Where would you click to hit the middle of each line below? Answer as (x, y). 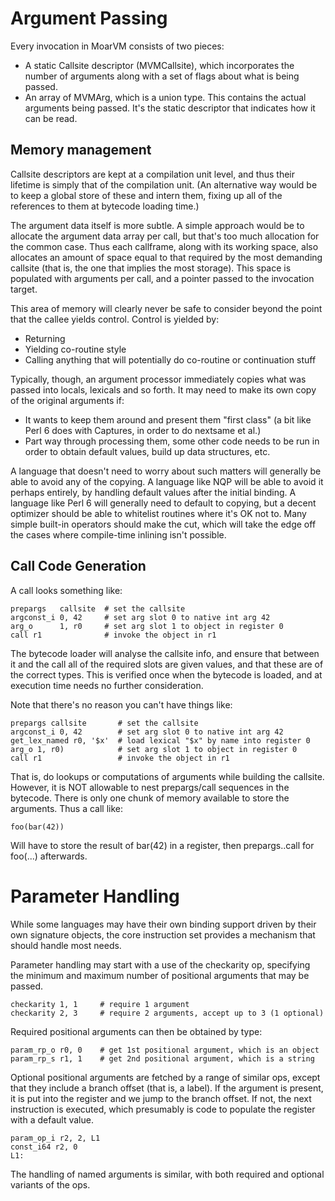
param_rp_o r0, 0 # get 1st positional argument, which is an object (165, 1050)
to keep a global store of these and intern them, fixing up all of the (146, 195)
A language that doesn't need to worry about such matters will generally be (166, 471)
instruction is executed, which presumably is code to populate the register (163, 1109)
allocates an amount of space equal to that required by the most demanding (166, 257)
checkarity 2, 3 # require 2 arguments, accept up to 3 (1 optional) (167, 1013)
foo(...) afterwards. (49, 856)
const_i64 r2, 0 (44, 1147)
